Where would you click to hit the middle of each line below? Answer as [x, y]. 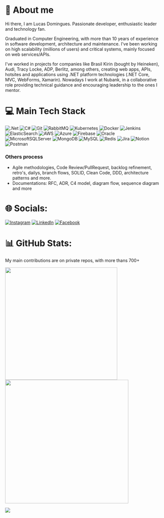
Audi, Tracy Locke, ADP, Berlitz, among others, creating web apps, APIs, [78, 69]
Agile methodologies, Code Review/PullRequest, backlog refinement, [82, 168]
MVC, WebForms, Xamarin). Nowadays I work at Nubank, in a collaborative [81, 80]
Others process [24, 157]
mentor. [13, 90]
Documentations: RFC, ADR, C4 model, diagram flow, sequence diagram [85, 183]
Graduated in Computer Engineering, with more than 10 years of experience [82, 39]
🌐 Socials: [26, 208]
